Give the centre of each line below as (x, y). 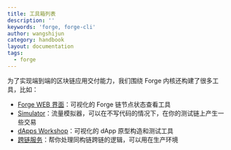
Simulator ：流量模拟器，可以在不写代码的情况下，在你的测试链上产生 (118, 113)
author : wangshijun (36, 33)
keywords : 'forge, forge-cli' (52, 27)
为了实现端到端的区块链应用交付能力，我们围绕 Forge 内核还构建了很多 (110, 80)
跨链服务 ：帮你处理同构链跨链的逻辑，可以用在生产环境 (98, 139)
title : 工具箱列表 (32, 14)
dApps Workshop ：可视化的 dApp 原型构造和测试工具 (95, 130)
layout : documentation (40, 46)
